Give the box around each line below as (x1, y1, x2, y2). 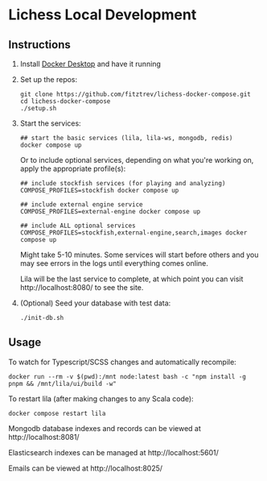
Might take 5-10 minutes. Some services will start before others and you (19, 250, 259, 259)
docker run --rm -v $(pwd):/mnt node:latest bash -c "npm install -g (8, 372, 247, 380)
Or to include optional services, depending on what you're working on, (19, 155, 254, 164)
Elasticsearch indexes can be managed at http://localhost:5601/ (8, 447, 220, 457)
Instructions (8, 38, 71, 52)
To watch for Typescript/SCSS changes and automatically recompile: (8, 357, 237, 367)
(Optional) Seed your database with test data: (19, 298, 171, 308)
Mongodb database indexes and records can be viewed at (8, 423, 201, 433)
